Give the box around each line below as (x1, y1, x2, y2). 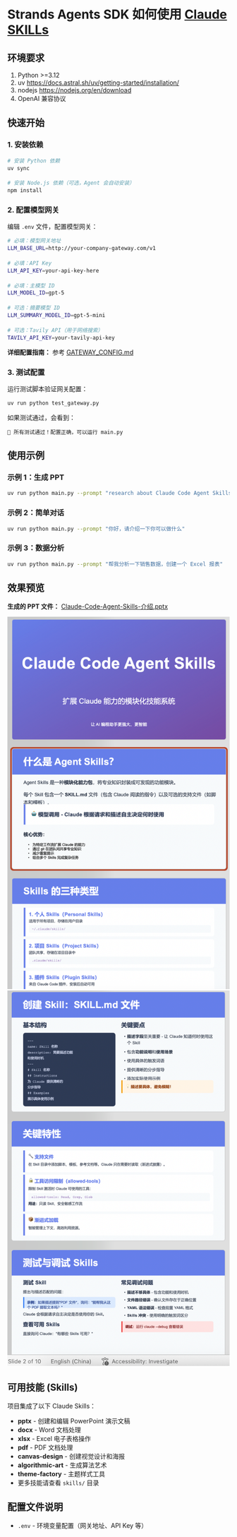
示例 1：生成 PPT (7, 472, 65, 482)
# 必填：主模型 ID (7, 282, 55, 289)
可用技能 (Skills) (7, 1382, 78, 1394)
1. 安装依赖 (7, 140, 44, 150)
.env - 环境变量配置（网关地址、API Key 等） (17, 1521, 148, 1529)
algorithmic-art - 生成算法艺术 (17, 1461, 107, 1469)
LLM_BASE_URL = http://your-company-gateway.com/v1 (7, 245, 157, 252)
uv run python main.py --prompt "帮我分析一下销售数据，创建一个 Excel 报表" (7, 561, 224, 568)
